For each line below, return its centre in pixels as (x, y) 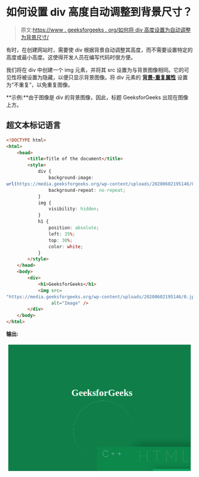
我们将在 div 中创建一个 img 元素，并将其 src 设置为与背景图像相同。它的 (95, 70)
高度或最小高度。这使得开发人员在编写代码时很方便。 (71, 57)
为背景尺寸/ (35, 37)
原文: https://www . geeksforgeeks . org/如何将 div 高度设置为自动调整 (106, 30)
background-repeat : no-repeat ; (87, 190)
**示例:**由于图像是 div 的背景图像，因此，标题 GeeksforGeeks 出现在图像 (97, 97)
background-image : (71, 178)
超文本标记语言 (33, 125)
